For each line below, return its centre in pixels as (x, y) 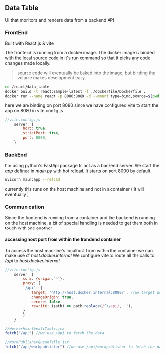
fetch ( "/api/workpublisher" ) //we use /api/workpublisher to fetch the (80, 347)
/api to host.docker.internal (32, 261)
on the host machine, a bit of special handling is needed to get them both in (82, 223)
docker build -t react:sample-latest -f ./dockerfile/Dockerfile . (76, 91)
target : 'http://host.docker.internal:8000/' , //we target (93, 293)
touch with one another (29, 228)
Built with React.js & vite (29, 43)
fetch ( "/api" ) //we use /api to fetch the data (55, 333)
